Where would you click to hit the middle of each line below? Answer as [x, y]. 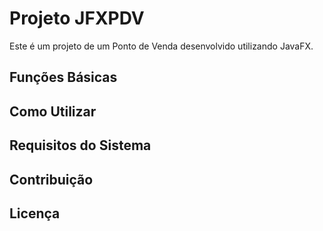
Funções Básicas [63, 77]
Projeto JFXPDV [77, 18]
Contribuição [51, 179]
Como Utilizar [53, 111]
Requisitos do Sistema [80, 145]
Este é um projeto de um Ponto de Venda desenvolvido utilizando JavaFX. [161, 46]
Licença [35, 213]
